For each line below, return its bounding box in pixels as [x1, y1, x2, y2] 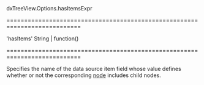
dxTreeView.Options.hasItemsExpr [6, 5, 93, 12]
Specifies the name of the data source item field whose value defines [6, 65, 182, 72]
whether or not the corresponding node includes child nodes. [6, 72, 161, 79]
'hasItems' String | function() [6, 35, 79, 42]
